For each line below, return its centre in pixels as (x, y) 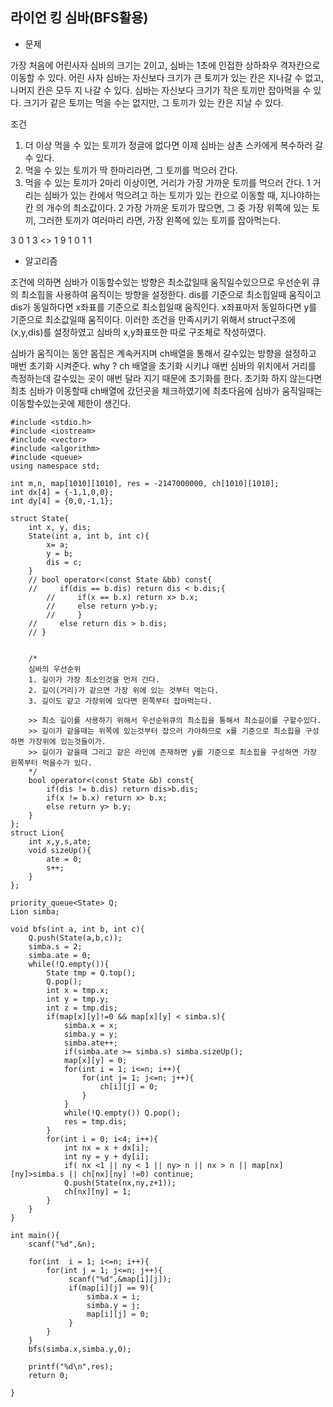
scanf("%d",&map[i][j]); (120, 1279)
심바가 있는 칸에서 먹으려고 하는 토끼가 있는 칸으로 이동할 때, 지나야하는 (182, 195)
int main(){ (35, 1235)
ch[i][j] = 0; (129, 1086)
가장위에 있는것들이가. (67, 741)
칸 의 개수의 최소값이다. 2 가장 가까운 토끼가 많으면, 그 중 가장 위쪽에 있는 (167, 207)
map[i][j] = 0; (118, 1314)
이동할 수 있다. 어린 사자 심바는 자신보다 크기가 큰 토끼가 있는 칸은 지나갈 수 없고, (167, 77)
